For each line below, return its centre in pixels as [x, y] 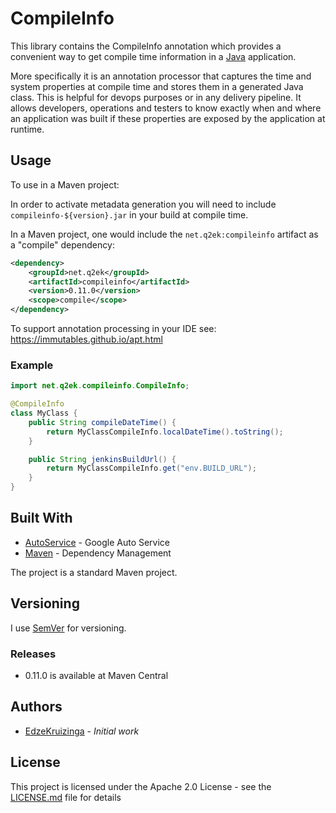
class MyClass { [44, 413]
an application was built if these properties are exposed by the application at [168, 118]
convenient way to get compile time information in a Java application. [153, 56]
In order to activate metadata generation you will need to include [143, 204]
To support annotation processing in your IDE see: [113, 328]
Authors [36, 707]
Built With [41, 518]
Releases [33, 654]
